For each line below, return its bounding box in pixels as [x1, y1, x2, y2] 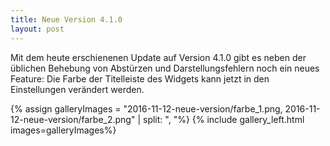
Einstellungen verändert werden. [10, 83, 145, 95]
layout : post [10, 24, 65, 34]
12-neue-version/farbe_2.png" [10, 113, 136, 125]
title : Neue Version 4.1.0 [10, 14, 123, 25]
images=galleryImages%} [10, 124, 117, 136]
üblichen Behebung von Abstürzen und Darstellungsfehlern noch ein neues [10, 62, 320, 74]
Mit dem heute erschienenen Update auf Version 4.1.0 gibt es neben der [10, 51, 307, 63]
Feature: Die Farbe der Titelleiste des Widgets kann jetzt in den [10, 72, 270, 85]
